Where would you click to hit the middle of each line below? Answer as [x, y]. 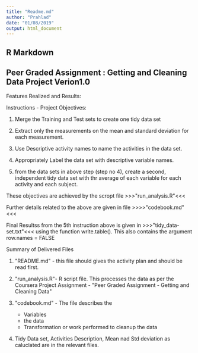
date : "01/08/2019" [30, 23]
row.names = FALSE [31, 238]
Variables [35, 315]
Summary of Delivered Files [40, 249]
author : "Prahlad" [29, 17]
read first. [27, 267]
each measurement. [39, 137]
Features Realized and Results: [44, 96]
